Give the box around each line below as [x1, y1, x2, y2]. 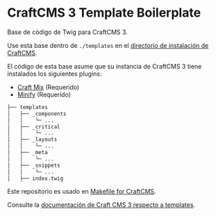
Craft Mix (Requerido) [17, 83, 80, 91]
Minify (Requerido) [17, 90, 72, 99]
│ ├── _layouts [7, 136, 58, 143]
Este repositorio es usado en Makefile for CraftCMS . [7, 188, 156, 196]
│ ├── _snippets [7, 162, 60, 169]
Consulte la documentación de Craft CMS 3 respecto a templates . [7, 201, 196, 209]
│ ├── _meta [7, 149, 49, 156]
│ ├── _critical [7, 123, 60, 130]
